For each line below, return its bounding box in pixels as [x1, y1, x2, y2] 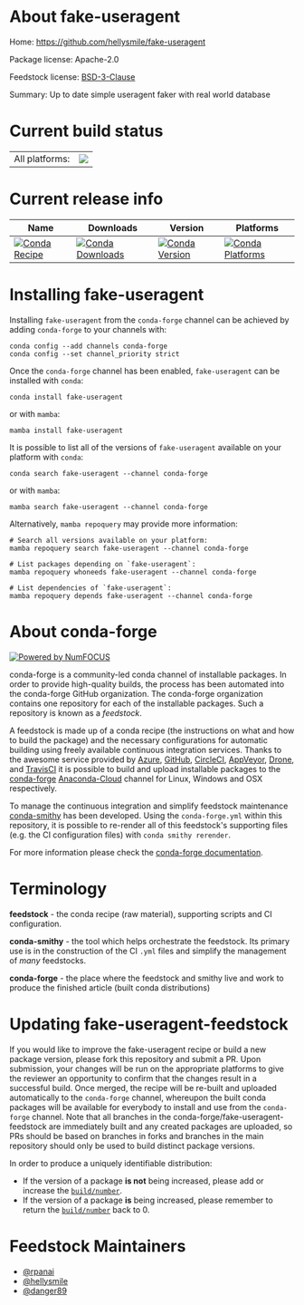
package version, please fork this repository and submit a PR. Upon [9, 1053, 261, 1064]
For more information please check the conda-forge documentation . [9, 846, 264, 857]
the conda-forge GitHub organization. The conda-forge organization [9, 688, 264, 699]
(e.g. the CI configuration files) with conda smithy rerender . [9, 829, 231, 840]
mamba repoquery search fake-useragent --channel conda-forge [9, 544, 249, 553]
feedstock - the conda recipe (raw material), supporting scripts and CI [9, 908, 273, 919]
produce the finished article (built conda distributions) [9, 981, 211, 993]
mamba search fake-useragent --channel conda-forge [9, 502, 208, 511]
